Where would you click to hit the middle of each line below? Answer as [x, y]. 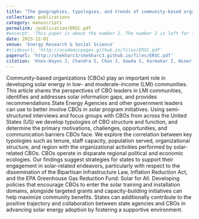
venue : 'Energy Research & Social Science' [61, 45]
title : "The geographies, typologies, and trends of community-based [94, 12]
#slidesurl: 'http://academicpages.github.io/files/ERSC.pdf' [84, 50]
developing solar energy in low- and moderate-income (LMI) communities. [97, 84]
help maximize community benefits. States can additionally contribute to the [99, 197]
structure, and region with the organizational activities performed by [89, 147]
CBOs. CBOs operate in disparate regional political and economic [104, 153]
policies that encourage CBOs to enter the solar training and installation [93, 184]
